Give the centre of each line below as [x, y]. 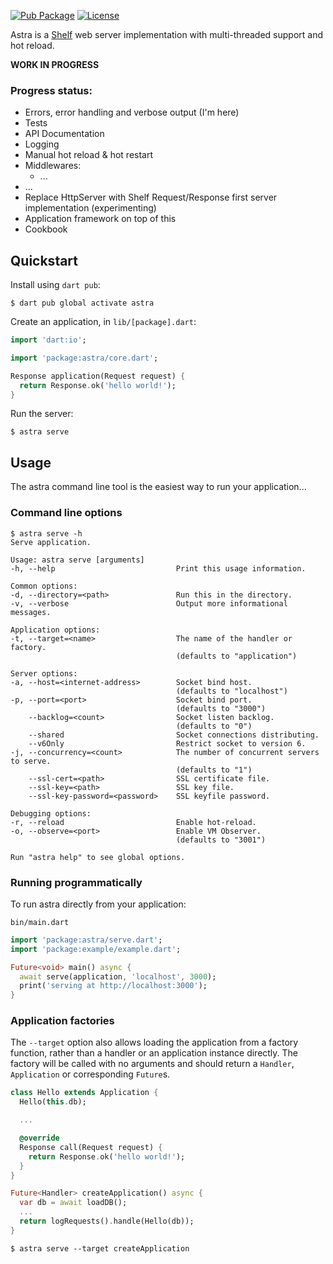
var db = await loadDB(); [73, 1203]
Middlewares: [53, 166]
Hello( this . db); [53, 1102]
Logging [42, 144]
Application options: [55, 630]
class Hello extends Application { [84, 1093]
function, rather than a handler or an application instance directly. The [154, 1053]
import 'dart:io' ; [48, 340]
